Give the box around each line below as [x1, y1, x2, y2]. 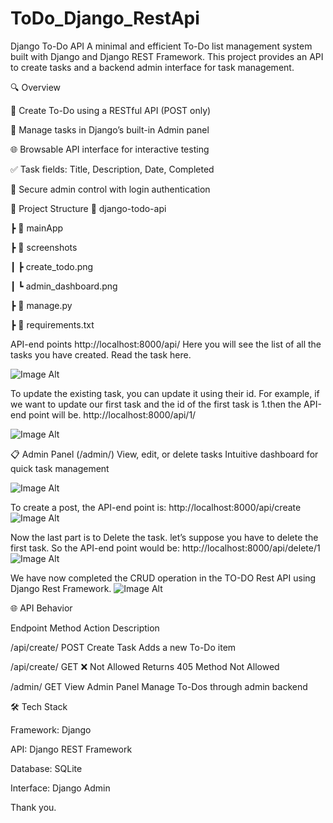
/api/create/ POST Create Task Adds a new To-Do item [10, 641, 237, 653]
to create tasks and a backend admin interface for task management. [10, 61, 295, 73]
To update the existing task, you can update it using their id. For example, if [10, 387, 320, 399]
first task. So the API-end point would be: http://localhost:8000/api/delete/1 [10, 542, 321, 554]
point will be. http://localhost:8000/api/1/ [28, 408, 197, 421]
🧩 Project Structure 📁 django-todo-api [10, 202, 167, 214]
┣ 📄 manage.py [10, 299, 73, 311]
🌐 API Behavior [10, 602, 73, 614]
